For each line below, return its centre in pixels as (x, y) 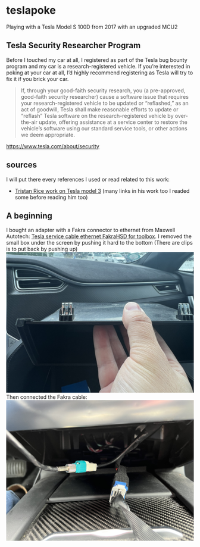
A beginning (29, 216)
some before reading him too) (51, 197)
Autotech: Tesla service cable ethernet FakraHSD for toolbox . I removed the (99, 236)
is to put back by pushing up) (42, 249)
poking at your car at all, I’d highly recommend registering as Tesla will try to (100, 73)
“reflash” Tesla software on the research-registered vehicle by (97, 115)
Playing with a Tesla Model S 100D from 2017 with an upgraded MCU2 (92, 27)
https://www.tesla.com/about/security (53, 146)
